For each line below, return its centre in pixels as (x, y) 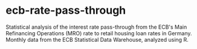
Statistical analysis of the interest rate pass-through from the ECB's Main (96, 27)
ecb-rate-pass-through (66, 10)
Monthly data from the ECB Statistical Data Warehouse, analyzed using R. (97, 39)
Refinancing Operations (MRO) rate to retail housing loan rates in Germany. (99, 33)
